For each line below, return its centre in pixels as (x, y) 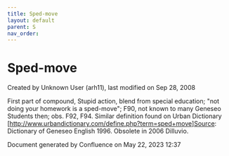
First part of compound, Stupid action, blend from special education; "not (113, 101)
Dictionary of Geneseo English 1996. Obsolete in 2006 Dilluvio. (98, 131)
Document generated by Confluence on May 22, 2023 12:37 (94, 145)
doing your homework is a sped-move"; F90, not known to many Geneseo (114, 109)
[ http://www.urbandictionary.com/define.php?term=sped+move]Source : (112, 124)
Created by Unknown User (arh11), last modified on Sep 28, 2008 (101, 88)
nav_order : (23, 33)
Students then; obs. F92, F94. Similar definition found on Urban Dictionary (115, 116)
